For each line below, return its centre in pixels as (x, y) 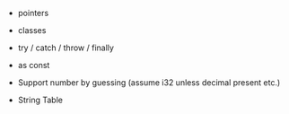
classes (32, 30)
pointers (33, 13)
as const (34, 65)
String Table (40, 100)
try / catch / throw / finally (66, 48)
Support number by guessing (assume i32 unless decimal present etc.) (149, 83)
